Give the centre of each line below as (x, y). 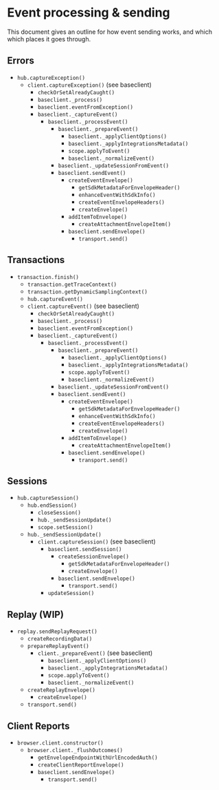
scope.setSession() (66, 528)
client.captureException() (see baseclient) (90, 85)
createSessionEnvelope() (93, 557)
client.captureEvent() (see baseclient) (83, 306)
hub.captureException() (51, 78)
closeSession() (59, 513)
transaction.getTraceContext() (72, 284)
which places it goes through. (49, 39)
